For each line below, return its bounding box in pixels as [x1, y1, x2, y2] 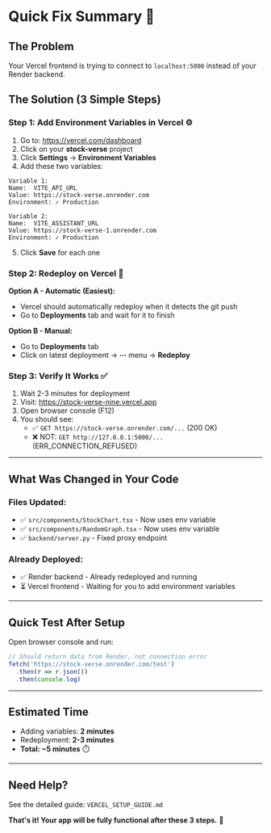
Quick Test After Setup [8, 616, 125, 629]
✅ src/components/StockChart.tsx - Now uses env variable [19, 515, 216, 524]
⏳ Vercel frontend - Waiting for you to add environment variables [19, 582, 236, 591]
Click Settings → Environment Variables [19, 153, 156, 162]
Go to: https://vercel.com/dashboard [19, 135, 142, 145]
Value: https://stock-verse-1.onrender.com [8, 226, 157, 234]
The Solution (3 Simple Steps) [8, 93, 161, 107]
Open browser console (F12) [19, 406, 115, 415]
